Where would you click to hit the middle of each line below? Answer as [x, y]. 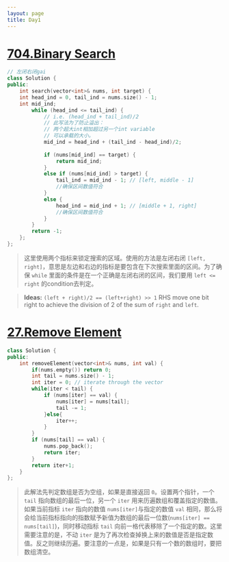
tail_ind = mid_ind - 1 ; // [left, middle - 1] [125, 180]
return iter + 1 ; [53, 465]
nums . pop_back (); [68, 446]
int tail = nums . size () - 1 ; [73, 376]
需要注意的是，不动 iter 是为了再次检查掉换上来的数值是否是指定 [116, 535]
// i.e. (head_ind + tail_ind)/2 [91, 117]
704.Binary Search [62, 54]
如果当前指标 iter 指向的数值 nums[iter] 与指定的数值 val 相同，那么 [120, 509]
